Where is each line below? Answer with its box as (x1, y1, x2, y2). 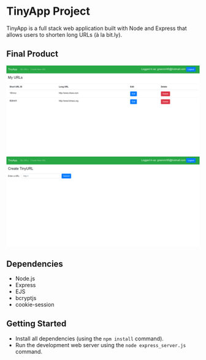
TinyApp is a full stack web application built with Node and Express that (6, 24, 187, 32)
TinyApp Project (6, 4, 91, 18)
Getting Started (6, 318, 67, 329)
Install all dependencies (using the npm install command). (15, 335, 164, 342)
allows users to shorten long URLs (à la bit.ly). (6, 31, 123, 38)
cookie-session (15, 301, 55, 309)
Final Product (6, 49, 58, 59)
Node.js (15, 275, 36, 282)
